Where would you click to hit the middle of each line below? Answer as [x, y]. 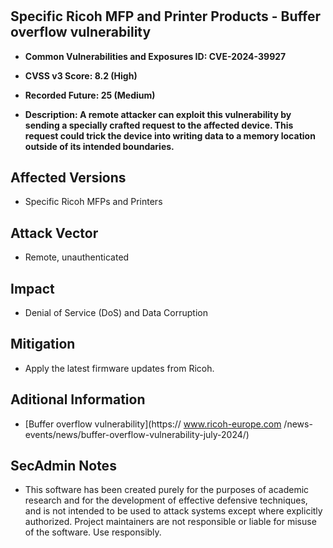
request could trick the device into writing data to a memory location [170, 135]
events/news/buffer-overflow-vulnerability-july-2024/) [137, 434]
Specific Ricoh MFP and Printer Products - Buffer [166, 16]
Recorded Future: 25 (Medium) [90, 95]
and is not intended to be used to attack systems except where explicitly [173, 511]
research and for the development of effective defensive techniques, [166, 500]
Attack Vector [54, 233]
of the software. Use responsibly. [93, 532]
